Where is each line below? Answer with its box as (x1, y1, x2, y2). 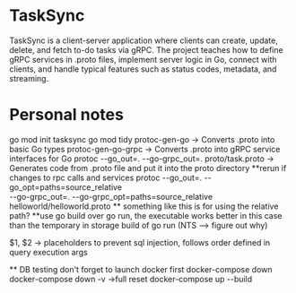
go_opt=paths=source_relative (9, 181, 123, 193)
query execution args (9, 246, 88, 257)
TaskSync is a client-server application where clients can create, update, (9, 35, 278, 46)
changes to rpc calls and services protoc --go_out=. (9, 172, 203, 183)
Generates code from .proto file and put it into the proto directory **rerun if (9, 162, 287, 173)
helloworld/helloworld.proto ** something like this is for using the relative (9, 201, 279, 211)
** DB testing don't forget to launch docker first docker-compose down (9, 263, 273, 274)
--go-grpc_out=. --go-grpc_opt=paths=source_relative (9, 191, 213, 202)
